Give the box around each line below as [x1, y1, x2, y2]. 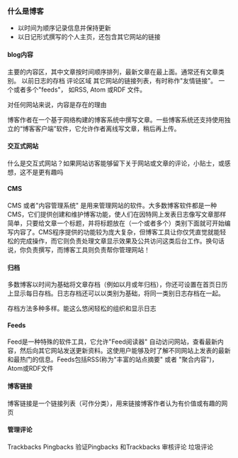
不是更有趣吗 [25, 168, 64, 176]
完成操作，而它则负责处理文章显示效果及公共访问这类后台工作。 [19, 236, 206, 245]
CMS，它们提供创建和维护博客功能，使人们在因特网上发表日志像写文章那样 [7, 209, 227, 218]
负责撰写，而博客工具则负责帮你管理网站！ [25, 245, 150, 253]
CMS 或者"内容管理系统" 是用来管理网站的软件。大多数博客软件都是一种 [7, 201, 217, 209]
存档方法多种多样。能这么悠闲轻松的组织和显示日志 [7, 304, 157, 313]
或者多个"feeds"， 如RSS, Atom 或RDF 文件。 [13, 85, 147, 94]
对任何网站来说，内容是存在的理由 [7, 100, 107, 109]
